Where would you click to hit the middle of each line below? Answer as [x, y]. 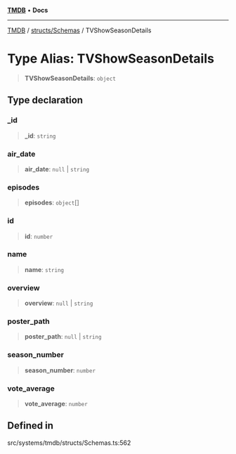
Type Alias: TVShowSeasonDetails [111, 59]
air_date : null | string [57, 169]
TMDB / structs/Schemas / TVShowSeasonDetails [79, 30]
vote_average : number [56, 404]
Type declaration [45, 100]
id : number [39, 236]
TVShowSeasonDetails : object [70, 78]
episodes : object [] [52, 202]
